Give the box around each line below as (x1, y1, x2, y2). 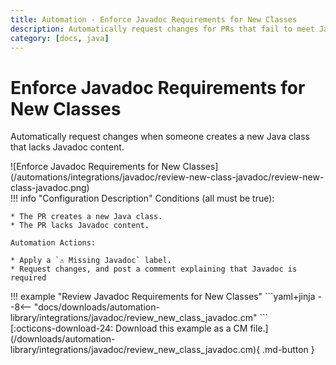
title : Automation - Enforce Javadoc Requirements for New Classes (10, 14, 298, 25)
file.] (249, 322, 269, 335)
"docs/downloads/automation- (33, 301, 160, 313)
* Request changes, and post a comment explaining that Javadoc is (10, 264, 298, 275)
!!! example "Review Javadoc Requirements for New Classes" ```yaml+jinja (10, 291, 316, 303)
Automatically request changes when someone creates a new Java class (10, 131, 310, 143)
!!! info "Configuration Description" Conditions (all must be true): (10, 192, 275, 205)
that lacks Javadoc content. (10, 141, 125, 153)
